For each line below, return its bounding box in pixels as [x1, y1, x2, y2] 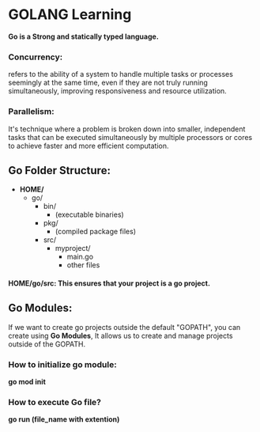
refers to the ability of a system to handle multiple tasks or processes [8, 70, 233, 79]
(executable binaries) [55, 210, 124, 219]
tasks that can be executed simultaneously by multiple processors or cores [8, 132, 253, 142]
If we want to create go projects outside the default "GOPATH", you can [8, 322, 241, 332]
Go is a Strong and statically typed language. [8, 32, 160, 41]
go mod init [8, 377, 46, 387]
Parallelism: [8, 106, 55, 117]
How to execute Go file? [8, 396, 101, 407]
